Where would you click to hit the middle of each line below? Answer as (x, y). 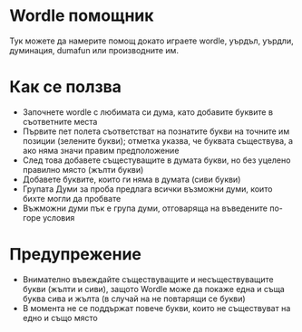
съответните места (60, 121)
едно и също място (60, 318)
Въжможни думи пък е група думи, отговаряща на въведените (145, 208)
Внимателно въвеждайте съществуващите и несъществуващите (148, 279)
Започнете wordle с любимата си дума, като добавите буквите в (148, 112)
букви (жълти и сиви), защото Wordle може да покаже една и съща (154, 289)
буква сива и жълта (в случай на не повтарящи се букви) (134, 299)
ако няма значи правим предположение (101, 150)
